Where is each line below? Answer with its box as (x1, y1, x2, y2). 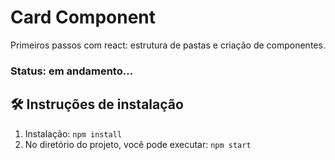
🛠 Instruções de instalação (10, 96, 184, 113)
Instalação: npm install (24, 127, 123, 140)
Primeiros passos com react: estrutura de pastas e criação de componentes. (10, 39, 326, 51)
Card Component (10, 6, 157, 29)
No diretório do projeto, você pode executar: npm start (24, 138, 252, 150)
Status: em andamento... (10, 64, 134, 78)
